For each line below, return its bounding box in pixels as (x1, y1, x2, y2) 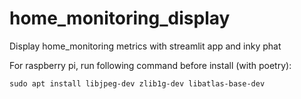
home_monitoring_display (9, 7, 231, 30)
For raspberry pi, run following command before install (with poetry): (9, 59, 292, 71)
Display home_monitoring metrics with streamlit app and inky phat (9, 40, 282, 52)
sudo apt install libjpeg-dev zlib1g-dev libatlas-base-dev (9, 78, 266, 89)
